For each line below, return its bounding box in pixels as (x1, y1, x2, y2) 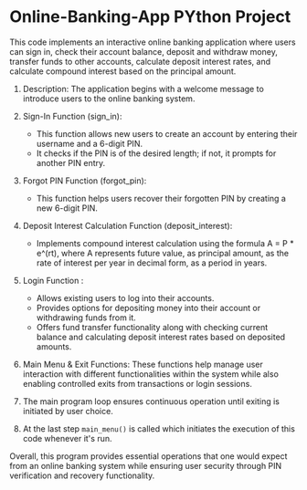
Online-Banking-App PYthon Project (9, 6, 291, 27)
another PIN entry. (36, 157, 106, 168)
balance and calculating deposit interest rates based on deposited (36, 331, 286, 342)
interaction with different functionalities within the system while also (22, 368, 279, 380)
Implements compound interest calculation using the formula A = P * (36, 237, 294, 248)
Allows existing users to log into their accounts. (36, 292, 215, 303)
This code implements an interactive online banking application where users (9, 36, 296, 47)
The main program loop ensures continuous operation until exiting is (22, 395, 281, 407)
